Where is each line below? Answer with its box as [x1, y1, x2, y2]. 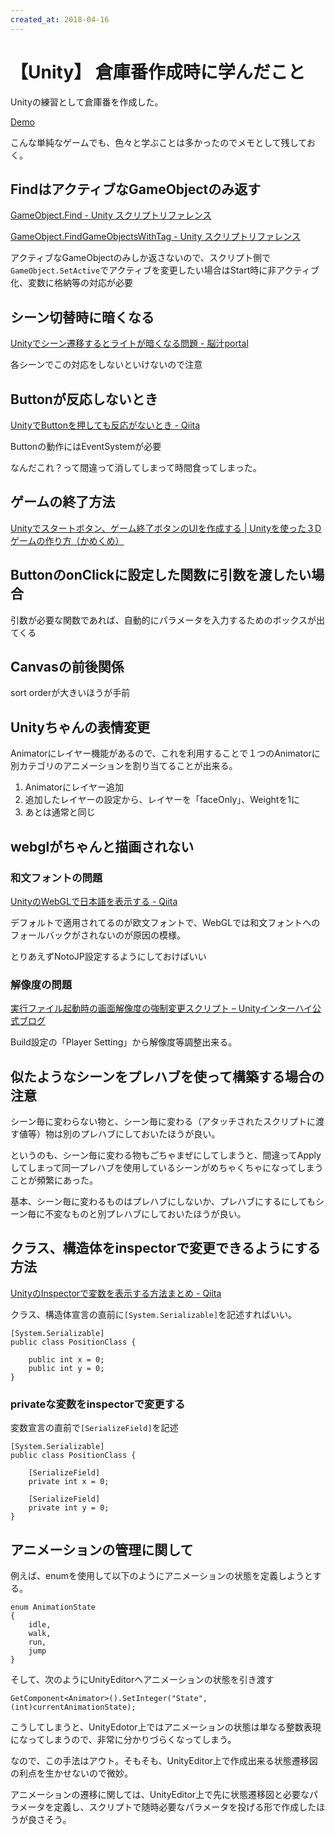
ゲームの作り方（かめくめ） [10, 534, 125, 546]
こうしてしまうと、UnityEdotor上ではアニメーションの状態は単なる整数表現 [10, 1721, 322, 1733]
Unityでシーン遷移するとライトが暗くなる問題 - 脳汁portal [10, 337, 249, 350]
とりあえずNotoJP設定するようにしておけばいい [10, 950, 207, 962]
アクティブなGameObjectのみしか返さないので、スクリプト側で [10, 252, 272, 264]
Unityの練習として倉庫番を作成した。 [10, 96, 164, 108]
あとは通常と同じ [24, 806, 96, 818]
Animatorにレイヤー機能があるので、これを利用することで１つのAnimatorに [10, 747, 321, 760]
